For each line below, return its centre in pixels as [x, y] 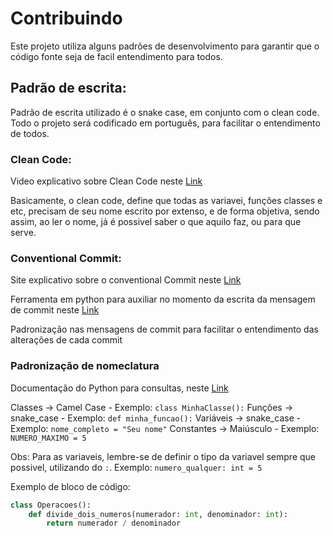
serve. [23, 233]
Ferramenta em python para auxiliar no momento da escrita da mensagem [163, 299]
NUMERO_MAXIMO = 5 [48, 438]
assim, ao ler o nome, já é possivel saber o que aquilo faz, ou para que [156, 222]
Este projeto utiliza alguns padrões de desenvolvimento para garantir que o [165, 46]
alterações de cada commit [66, 340]
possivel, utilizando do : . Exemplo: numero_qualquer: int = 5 [136, 467]
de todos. [30, 133]
